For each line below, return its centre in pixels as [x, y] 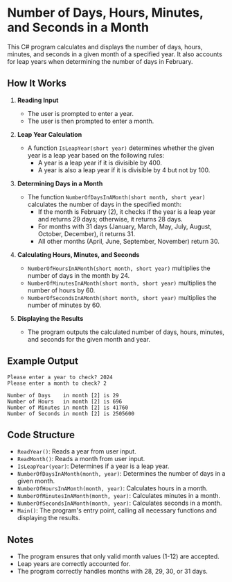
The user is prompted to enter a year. [80, 113]
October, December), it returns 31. [87, 233]
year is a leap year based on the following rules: [96, 155]
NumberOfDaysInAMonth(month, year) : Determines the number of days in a [121, 474]
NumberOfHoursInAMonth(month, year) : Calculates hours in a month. [112, 488]
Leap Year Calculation [50, 134]
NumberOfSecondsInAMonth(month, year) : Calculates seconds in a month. [119, 503]
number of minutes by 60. [64, 305]
